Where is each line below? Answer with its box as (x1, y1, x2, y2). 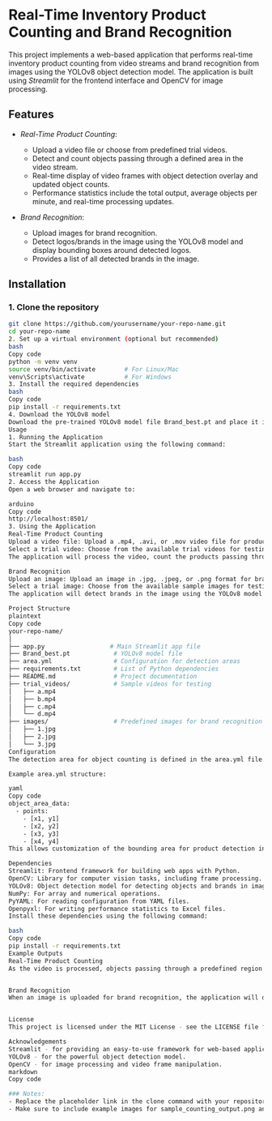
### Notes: (8, 1090, 45, 1098)
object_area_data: (8, 800, 70, 808)
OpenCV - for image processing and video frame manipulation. (8, 1060, 223, 1068)
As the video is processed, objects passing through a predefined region (8, 965, 263, 973)
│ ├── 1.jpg (8, 725, 57, 734)
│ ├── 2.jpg (8, 733, 57, 741)
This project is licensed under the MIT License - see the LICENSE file (8, 1023, 259, 1031)
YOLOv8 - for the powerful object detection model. (8, 1052, 186, 1061)
